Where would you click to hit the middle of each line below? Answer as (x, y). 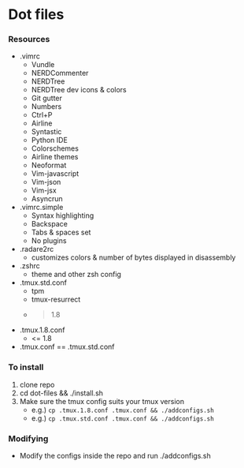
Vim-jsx (44, 190)
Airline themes (55, 157)
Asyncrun (47, 199)
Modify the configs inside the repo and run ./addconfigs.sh (115, 456)
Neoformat (49, 165)
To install (26, 367)
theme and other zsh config (76, 275)
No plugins (49, 241)
